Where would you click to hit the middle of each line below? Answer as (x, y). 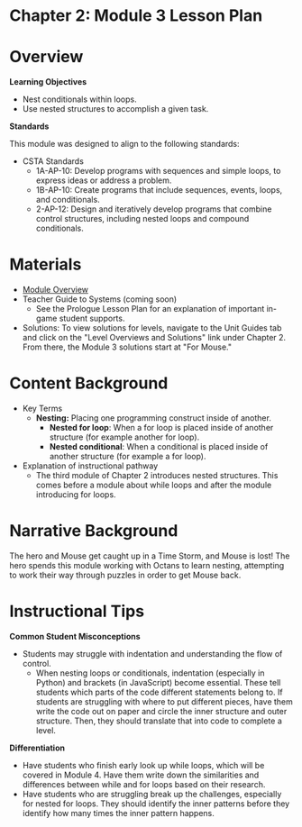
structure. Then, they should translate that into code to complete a (159, 721)
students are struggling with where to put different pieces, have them (164, 701)
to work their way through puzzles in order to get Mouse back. (125, 575)
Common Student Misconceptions (75, 636)
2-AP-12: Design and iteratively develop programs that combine (154, 209)
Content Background (89, 383)
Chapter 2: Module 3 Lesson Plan (136, 16)
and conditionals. (68, 200)
